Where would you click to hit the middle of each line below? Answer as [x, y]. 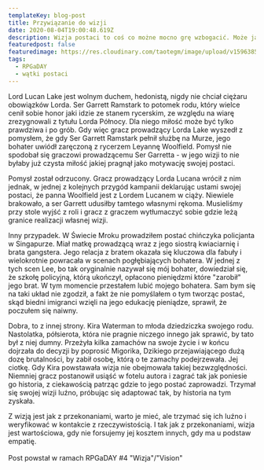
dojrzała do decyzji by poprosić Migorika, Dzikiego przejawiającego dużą [126, 351]
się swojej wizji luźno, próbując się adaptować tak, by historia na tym [120, 392]
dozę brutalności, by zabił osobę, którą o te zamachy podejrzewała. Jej [123, 359]
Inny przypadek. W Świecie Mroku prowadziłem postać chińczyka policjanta [132, 235]
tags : [17, 60]
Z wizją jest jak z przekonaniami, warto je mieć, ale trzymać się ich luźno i [127, 416]
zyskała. [22, 401]
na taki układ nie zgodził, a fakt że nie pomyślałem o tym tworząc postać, [126, 294]
